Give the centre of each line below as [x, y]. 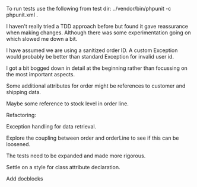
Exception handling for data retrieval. [51, 126]
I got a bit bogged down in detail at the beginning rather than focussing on [97, 68]
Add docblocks [25, 179]
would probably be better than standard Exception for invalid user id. [90, 57]
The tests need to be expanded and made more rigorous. [76, 156]
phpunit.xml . [22, 15]
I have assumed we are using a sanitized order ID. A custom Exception [92, 50]
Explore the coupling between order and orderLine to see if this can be [93, 138]
